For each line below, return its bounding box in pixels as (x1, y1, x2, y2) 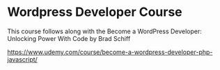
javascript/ (7, 55, 38, 63)
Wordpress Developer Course (7, 4, 182, 20)
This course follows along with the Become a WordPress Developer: (7, 27, 202, 35)
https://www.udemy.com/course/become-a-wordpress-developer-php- (7, 48, 213, 56)
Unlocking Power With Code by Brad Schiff (7, 34, 131, 42)
